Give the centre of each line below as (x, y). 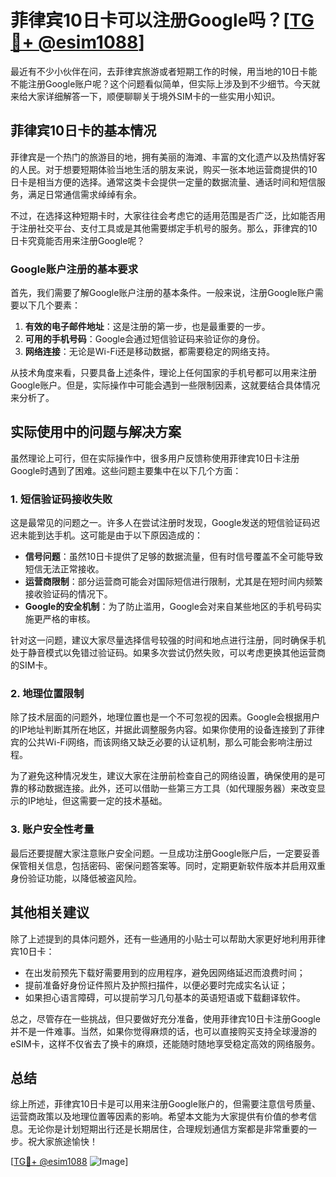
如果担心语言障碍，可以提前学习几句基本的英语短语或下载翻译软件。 (165, 997)
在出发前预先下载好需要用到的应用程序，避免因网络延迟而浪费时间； (165, 972)
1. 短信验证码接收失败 (61, 499)
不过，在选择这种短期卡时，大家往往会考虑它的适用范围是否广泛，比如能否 (163, 215)
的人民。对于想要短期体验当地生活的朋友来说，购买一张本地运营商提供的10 (164, 169)
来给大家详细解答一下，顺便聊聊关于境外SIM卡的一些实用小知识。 (145, 96)
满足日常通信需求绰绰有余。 (84, 194)
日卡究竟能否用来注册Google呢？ (78, 240)
